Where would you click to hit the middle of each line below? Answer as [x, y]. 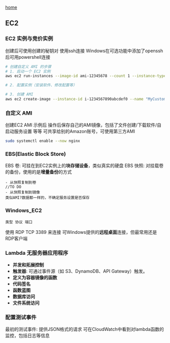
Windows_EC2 [24, 211]
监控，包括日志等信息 [27, 336]
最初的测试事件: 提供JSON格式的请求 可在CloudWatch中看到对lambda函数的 [85, 329]
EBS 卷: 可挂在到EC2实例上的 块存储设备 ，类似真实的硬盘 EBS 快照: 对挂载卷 [84, 166]
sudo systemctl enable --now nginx [43, 141]
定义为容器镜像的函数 [35, 278]
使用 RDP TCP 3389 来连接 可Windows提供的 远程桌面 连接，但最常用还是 [81, 232]
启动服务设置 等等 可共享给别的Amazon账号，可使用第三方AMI [70, 131]
